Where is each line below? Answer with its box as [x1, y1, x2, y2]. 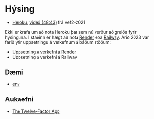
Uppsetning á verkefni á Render [12, 49, 77, 55]
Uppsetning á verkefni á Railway [12, 54, 77, 59]
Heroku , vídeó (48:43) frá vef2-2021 [12, 20, 85, 25]
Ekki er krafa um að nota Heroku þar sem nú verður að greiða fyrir [5, 29, 137, 35]
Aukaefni [5, 95, 34, 103]
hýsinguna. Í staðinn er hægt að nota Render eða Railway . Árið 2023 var [5, 34, 149, 40]
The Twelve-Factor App [12, 108, 60, 114]
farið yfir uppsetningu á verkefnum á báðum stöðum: [5, 39, 111, 45]
